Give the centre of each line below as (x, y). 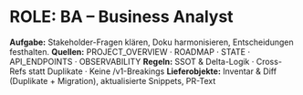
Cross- (269, 61)
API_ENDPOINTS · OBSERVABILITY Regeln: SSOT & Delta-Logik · (132, 61)
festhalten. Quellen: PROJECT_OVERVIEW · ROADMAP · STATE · (130, 51)
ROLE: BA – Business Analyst (122, 17)
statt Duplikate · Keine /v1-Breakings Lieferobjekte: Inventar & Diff (152, 71)
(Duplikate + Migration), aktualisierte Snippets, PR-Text (113, 80)
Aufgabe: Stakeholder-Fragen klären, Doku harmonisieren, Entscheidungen (151, 42)
